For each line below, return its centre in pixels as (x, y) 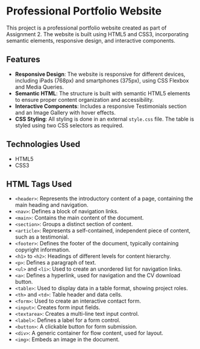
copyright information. (42, 250)
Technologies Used (43, 144)
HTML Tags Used (39, 184)
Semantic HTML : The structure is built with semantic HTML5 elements (103, 93)
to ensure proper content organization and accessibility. (84, 99)
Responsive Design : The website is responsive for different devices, (100, 74)
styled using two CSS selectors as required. (69, 125)
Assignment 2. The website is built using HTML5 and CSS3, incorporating (97, 34)
